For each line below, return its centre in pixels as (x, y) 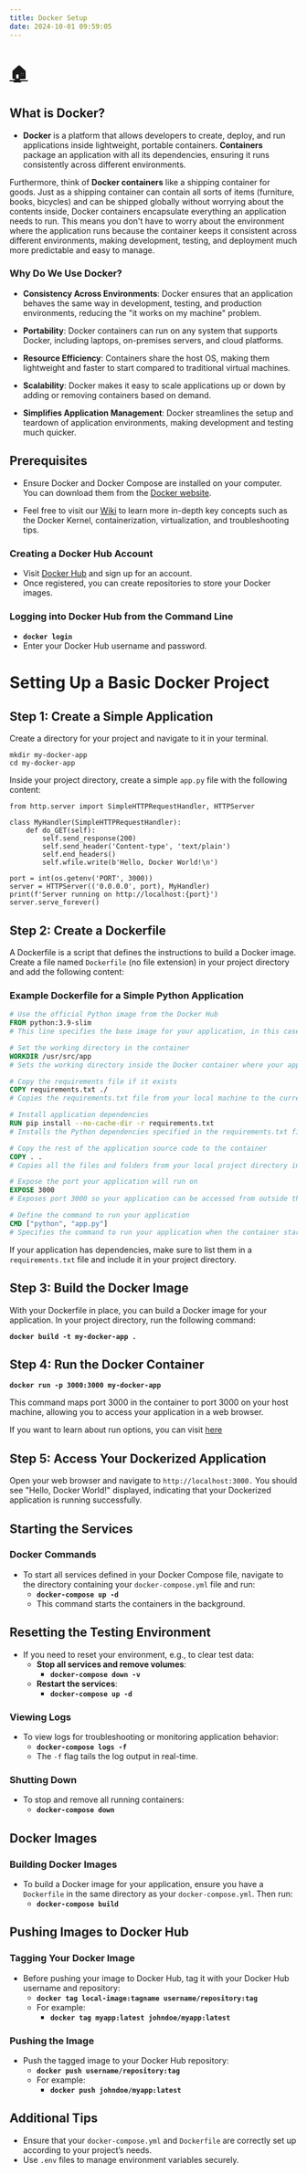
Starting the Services (71, 1529)
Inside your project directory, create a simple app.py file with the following (148, 780)
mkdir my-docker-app (49, 755)
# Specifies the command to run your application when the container (145, 1232)
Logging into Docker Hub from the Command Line (122, 616)
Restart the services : (77, 1683)
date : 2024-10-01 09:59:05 (61, 26)
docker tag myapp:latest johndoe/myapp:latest (140, 2018)
